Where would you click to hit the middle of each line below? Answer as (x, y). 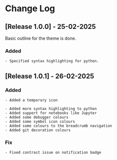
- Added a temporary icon (31, 100)
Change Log (30, 9)
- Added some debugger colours (37, 117)
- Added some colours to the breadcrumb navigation (58, 126)
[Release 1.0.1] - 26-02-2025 (49, 76)
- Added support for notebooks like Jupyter (51, 113)
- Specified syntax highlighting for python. (52, 61)
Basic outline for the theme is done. (41, 38)
